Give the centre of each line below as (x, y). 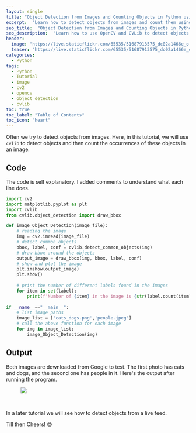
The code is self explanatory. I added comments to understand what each (95, 181)
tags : (13, 66)
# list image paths (40, 313)
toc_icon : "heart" (28, 121)
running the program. (32, 379)
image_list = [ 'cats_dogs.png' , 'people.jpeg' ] (74, 318)
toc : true (18, 109)
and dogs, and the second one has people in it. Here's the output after (90, 373)
